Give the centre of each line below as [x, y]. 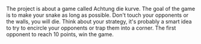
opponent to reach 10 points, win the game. [60, 34]
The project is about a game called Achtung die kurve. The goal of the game [101, 9]
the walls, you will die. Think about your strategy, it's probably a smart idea [99, 21]
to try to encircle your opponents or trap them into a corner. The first [91, 28]
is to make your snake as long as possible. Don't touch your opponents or [97, 15]
